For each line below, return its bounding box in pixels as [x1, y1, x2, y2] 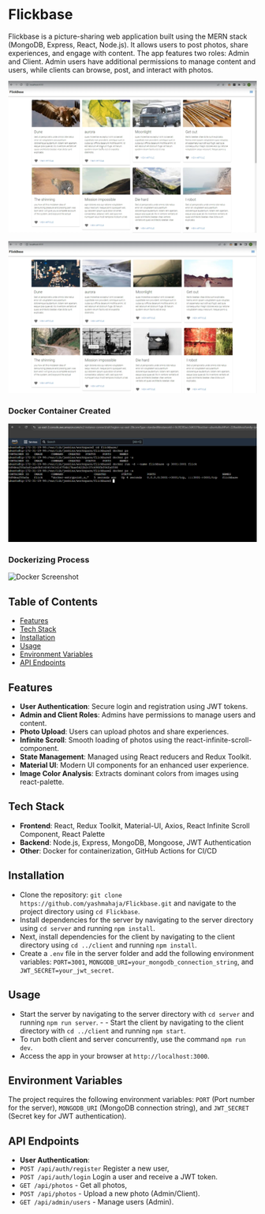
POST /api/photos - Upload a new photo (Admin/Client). [19, 1189, 200, 1198]
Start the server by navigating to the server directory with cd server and [19, 1009, 255, 1018]
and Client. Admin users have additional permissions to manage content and [8, 57, 256, 66]
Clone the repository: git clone [19, 890, 122, 899]
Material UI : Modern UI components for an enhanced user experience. [19, 760, 249, 770]
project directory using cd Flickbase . [19, 906, 140, 916]
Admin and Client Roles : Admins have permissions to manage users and [19, 710, 256, 719]
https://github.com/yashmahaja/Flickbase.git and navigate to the [19, 898, 237, 908]
